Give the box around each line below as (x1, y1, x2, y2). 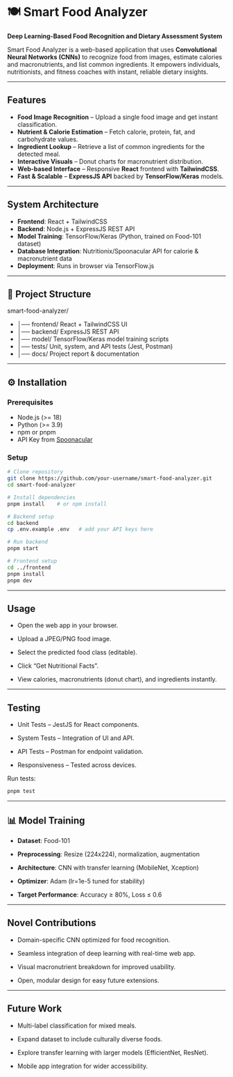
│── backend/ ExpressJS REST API (17, 327, 119, 336)
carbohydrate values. (17, 135, 78, 143)
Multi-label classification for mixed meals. (17, 1021, 137, 1030)
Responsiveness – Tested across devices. (17, 761, 137, 769)
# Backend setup (7, 513, 54, 520)
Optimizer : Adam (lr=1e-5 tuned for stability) (17, 876, 146, 885)
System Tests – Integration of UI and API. (17, 734, 135, 742)
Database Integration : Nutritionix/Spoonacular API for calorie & (17, 246, 199, 255)
